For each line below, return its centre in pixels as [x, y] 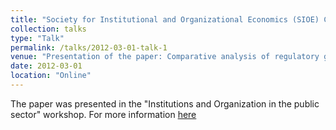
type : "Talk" [37, 38]
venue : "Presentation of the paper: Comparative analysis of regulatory [165, 57]
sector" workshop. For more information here [103, 114]
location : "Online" [51, 76]
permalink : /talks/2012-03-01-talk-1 [89, 47]
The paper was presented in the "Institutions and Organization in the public [165, 103]
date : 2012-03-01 [46, 66]
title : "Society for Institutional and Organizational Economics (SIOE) [165, 19]
